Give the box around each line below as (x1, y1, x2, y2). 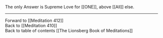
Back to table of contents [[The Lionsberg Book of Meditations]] (5, 28, 133, 33)
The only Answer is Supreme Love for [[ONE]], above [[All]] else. (5, 4, 134, 9)
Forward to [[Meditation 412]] (5, 18, 64, 23)
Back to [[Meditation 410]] (5, 23, 57, 28)
